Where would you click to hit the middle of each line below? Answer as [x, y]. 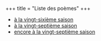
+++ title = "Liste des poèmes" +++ [48, 8]
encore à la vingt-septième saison [54, 32]
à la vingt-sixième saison [44, 19]
